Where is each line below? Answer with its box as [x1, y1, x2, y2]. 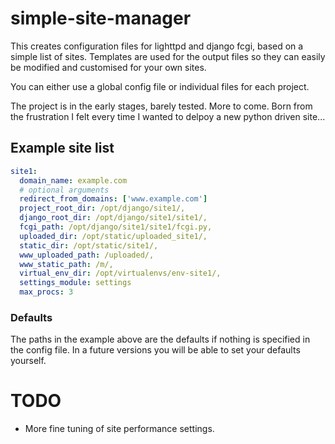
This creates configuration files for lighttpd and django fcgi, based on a [10, 40, 304, 52]
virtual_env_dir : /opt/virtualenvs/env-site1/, [19, 268, 222, 279]
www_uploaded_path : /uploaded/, [19, 250, 155, 260]
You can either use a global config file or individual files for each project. [10, 80, 310, 92]
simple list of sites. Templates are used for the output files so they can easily [10, 50, 326, 62]
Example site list [10, 140, 115, 157]
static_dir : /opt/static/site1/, [19, 240, 159, 251]
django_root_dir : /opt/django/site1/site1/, [19, 213, 208, 223]
